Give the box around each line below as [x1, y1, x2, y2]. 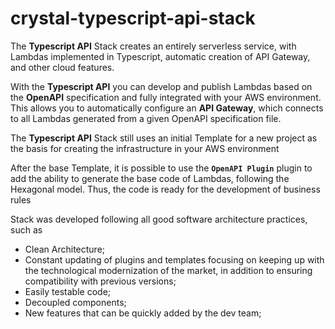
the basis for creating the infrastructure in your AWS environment [10, 142, 280, 154]
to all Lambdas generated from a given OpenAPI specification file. [10, 112, 282, 124]
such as [10, 223, 43, 236]
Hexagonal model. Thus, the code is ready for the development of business [10, 183, 321, 195]
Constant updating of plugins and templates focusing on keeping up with [24, 253, 325, 266]
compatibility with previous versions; [24, 275, 177, 287]
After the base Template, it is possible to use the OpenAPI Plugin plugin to [10, 162, 313, 174]
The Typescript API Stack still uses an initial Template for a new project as [10, 132, 318, 144]
